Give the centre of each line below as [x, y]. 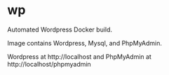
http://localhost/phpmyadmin [49, 64]
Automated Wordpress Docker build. [60, 29]
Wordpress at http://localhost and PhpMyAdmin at [80, 56]
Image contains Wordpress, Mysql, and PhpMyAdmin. [85, 43]
